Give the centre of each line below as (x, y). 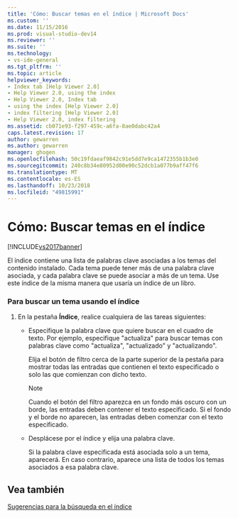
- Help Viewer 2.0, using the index (61, 93)
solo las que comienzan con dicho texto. (87, 375)
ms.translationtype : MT (43, 172)
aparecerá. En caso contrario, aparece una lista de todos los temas (126, 460)
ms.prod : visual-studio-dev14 (52, 34)
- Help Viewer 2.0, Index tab (52, 100)
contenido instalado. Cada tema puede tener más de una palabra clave (111, 268)
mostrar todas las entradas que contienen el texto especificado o (124, 367)
